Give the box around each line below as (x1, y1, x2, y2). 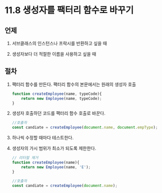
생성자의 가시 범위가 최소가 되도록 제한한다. (11, 145, 96, 151)
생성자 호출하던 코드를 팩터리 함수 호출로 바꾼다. (11, 110, 105, 116)
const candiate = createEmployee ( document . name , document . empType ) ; (11, 125, 158, 130)
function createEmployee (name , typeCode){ (11, 91, 102, 96)
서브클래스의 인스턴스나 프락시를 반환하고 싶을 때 (11, 41, 107, 46)
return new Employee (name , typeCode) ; (21, 96, 102, 101)
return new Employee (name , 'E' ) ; (21, 164, 91, 169)
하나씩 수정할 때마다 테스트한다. (11, 135, 73, 141)
